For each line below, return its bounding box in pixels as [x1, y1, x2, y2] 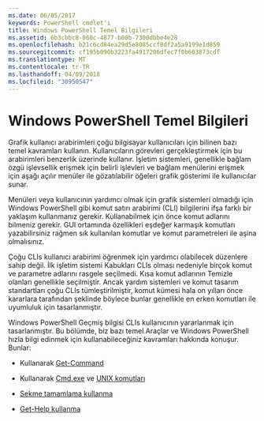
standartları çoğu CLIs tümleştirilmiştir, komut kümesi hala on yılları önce [8, 286, 244, 295]
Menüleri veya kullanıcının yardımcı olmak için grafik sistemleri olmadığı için [8, 195, 254, 205]
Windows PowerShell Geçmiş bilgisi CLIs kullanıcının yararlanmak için [8, 318, 234, 328]
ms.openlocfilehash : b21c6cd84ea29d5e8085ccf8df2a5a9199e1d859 [8, 41, 221, 49]
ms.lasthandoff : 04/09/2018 [8, 70, 101, 78]
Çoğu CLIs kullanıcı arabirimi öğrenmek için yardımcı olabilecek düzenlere [8, 252, 248, 261]
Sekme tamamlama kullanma [19, 389, 113, 399]
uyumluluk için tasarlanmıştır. [8, 303, 102, 312]
